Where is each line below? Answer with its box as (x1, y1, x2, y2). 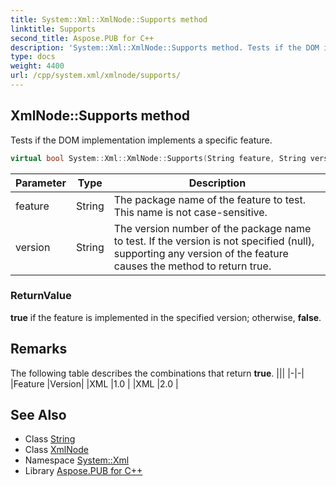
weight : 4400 (10, 61, 65, 71)
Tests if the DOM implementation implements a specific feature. (10, 134, 273, 146)
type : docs (10, 52, 56, 62)
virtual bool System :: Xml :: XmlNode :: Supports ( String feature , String (10, 153, 307, 163)
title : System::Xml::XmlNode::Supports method (10, 14, 208, 25)
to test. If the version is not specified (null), (113, 234, 315, 248)
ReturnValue (10, 289, 72, 303)
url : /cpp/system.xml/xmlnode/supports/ (10, 71, 182, 81)
